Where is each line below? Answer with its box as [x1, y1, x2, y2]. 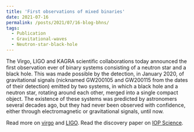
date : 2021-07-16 [6, 14, 49, 20]
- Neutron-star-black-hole [11, 42, 78, 48]
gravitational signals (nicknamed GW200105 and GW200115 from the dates [6, 76, 188, 83]
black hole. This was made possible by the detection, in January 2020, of [6, 70, 185, 77]
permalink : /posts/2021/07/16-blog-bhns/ [6, 19, 110, 25]
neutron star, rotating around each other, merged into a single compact [6, 89, 179, 96]
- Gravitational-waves [11, 36, 67, 42]
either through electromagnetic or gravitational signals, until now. [6, 107, 164, 115]
